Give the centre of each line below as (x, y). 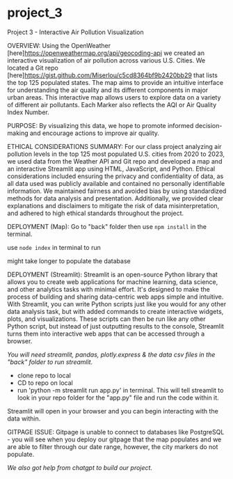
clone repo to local (44, 375)
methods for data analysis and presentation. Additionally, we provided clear (115, 198)
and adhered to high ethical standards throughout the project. (96, 213)
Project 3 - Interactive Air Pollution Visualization (75, 32)
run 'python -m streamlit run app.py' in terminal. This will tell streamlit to (120, 390)
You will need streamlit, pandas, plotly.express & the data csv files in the (111, 354)
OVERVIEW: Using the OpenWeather (59, 45)
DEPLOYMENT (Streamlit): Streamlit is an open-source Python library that (112, 274)
